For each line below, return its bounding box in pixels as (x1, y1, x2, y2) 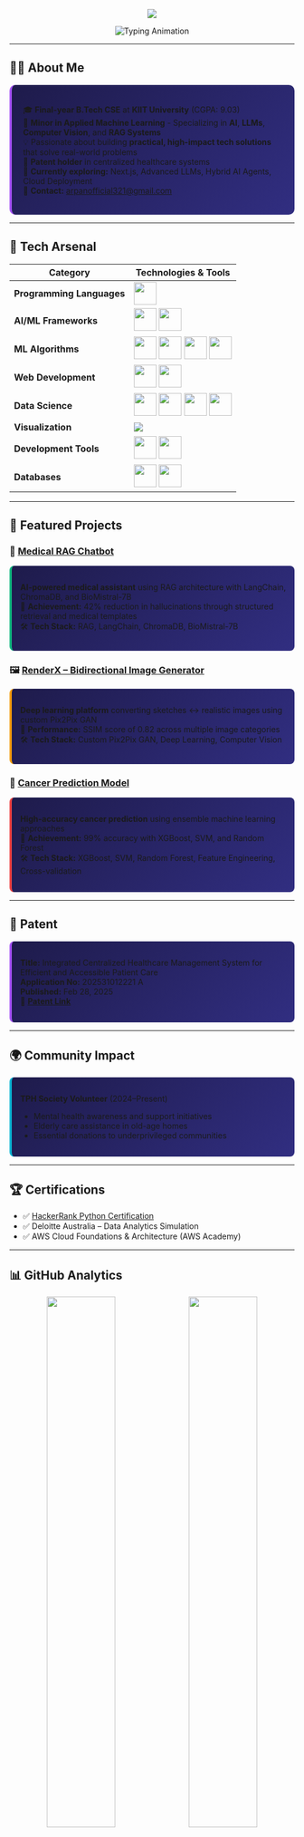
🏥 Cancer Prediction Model (9, 776, 129, 788)
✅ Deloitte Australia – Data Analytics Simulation (22, 1221, 199, 1232)
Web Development (14, 371, 96, 383)
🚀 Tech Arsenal (9, 239, 97, 255)
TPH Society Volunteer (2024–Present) (20, 1093, 168, 1104)
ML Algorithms (14, 343, 80, 355)
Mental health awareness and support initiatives (33, 1110, 213, 1121)
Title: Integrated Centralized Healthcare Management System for (20, 957, 263, 968)
